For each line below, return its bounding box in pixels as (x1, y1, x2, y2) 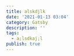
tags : (6, 30, 19, 36)
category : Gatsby (6, 19, 48, 25)
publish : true (6, 41, 41, 47)
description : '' (6, 24, 45, 31)
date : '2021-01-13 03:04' (6, 14, 69, 20)
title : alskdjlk (6, 8, 45, 15)
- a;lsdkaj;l (11, 36, 43, 41)
